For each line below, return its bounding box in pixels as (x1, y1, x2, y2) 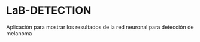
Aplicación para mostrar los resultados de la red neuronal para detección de (6, 23, 194, 31)
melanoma (6, 29, 32, 37)
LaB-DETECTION (6, 4, 92, 17)
